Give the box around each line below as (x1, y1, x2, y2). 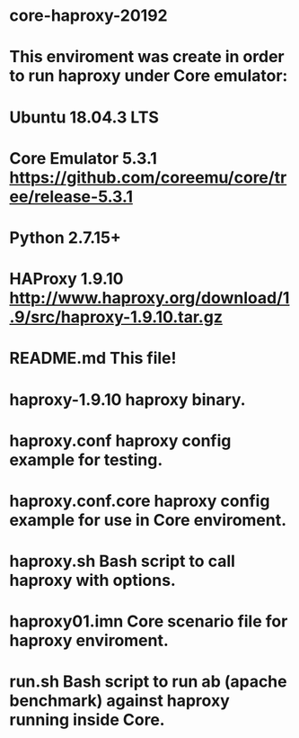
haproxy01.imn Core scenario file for (9, 611, 288, 632)
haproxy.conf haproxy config (9, 430, 232, 451)
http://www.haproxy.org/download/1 (9, 288, 290, 309)
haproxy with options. (9, 571, 177, 590)
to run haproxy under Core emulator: (9, 66, 288, 86)
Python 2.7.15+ (9, 227, 121, 247)
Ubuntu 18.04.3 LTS (9, 107, 160, 127)
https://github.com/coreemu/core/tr (9, 167, 287, 187)
